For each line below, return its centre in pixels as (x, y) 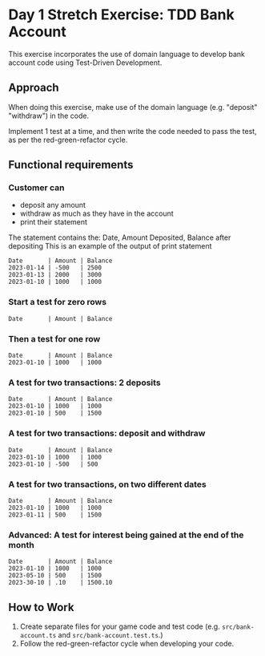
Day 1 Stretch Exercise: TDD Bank (121, 15)
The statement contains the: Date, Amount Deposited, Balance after (120, 237)
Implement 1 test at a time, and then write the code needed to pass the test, (133, 131)
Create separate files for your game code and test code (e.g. (120, 626)
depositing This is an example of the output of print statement (110, 246)
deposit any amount (53, 205)
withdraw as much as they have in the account (96, 213)
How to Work (41, 607)
